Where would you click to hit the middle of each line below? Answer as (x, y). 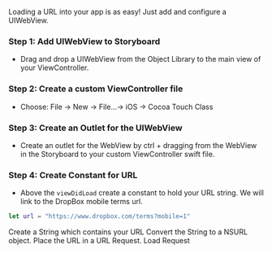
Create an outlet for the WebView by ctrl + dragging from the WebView (138, 145)
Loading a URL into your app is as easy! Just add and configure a (118, 12)
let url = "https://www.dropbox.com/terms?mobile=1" (99, 216)
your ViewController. (54, 68)
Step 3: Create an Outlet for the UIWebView (95, 128)
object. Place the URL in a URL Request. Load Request (99, 241)
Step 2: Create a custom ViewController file (96, 89)
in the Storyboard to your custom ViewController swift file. (117, 154)
